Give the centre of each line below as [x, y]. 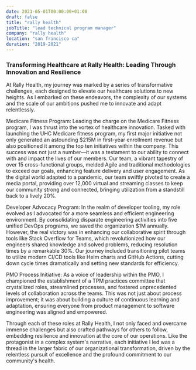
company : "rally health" [36, 33]
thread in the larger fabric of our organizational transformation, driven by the [98, 348]
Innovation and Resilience [44, 72]
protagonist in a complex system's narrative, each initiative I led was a [91, 342]
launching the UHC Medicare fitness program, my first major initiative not [94, 134]
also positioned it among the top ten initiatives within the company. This [92, 146]
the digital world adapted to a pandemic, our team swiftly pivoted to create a [98, 177]
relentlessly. [20, 110]
